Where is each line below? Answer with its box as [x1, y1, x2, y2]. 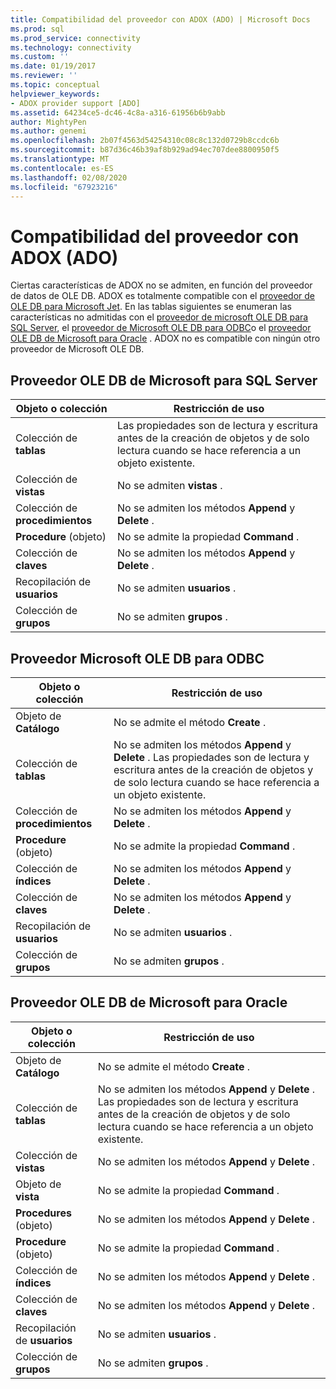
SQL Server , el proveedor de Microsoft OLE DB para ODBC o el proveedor [10, 322, 312, 334]
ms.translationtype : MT [10, 154, 110, 164]
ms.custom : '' [10, 52, 70, 62]
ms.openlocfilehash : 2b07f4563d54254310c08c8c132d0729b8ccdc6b [10, 136, 280, 146]
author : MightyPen [10, 117, 87, 127]
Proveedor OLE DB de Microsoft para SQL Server [10, 372, 318, 389]
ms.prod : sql [10, 24, 65, 34]
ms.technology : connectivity [10, 42, 132, 53]
